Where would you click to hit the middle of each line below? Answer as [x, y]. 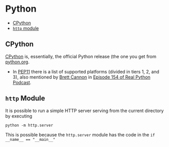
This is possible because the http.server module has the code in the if [80, 134]
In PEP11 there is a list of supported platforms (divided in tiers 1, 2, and [86, 71]
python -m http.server [29, 125]
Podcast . [22, 82]
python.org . [17, 62]
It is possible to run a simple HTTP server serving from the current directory [84, 111]
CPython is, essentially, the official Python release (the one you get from [81, 56]
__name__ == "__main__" [30, 139]
